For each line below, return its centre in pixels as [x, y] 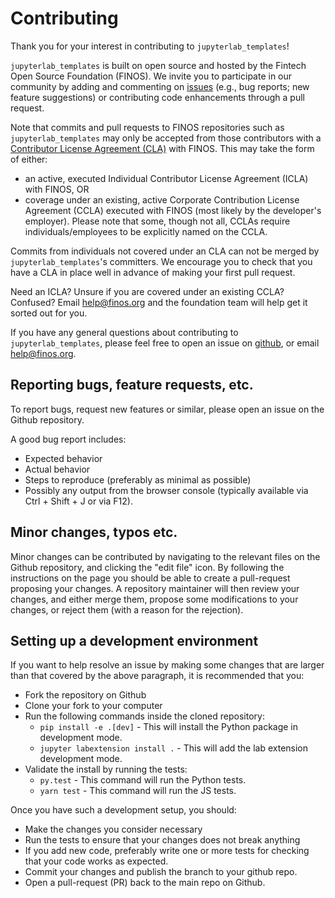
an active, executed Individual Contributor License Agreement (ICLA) [166, 178]
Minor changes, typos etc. [94, 532]
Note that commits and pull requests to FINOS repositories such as [147, 127]
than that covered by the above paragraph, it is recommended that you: [157, 676]
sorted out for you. [49, 313]
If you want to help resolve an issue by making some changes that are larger [167, 665]
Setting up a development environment [134, 640]
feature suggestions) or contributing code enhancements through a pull [157, 97]
